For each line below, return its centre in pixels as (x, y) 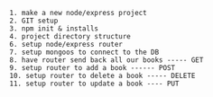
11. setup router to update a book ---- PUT (94, 84)
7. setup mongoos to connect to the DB (84, 52)
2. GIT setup (34, 21)
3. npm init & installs (54, 29)
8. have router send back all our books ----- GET (106, 60)
